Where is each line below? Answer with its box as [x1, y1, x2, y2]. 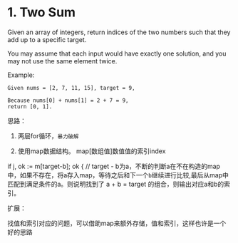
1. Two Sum [7, 4, 76, 21]
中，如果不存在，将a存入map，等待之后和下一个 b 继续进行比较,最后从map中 [7, 170, 229, 179]
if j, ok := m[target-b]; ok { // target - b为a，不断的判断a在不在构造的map [7, 162, 221, 170]
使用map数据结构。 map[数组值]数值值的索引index [17, 147, 166, 155]
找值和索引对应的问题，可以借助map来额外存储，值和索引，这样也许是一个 [7, 219, 227, 227]
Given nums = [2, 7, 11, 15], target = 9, [7, 84, 135, 91]
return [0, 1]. [7, 103, 53, 110]
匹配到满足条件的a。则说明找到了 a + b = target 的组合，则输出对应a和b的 [7, 180, 224, 188]
